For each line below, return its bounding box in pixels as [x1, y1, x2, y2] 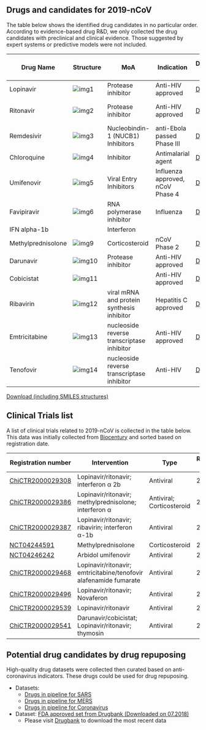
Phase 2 [155, 242, 180, 251]
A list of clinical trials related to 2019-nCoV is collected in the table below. [6, 426, 192, 434]
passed [155, 131, 177, 140]
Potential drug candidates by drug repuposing [6, 650, 186, 660]
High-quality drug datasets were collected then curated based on [6, 666, 172, 674]
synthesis [107, 303, 135, 312]
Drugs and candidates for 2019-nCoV [6, 5, 152, 15]
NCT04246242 [9, 550, 55, 559]
